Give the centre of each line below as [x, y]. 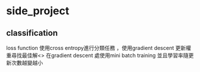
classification [32, 33]
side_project [38, 11]
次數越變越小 [27, 63]
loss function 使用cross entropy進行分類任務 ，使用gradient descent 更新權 [99, 48]
